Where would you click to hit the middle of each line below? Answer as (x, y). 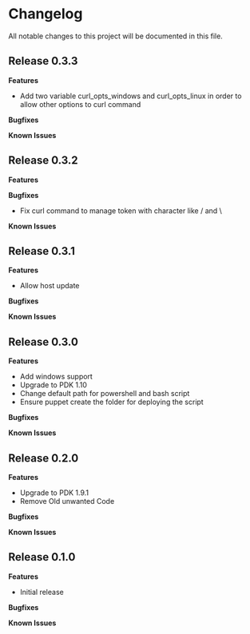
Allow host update (50, 286)
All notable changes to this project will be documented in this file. (116, 36)
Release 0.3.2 (43, 160)
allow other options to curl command (80, 104)
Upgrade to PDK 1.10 (54, 385)
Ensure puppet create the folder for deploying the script (111, 402)
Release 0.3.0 (43, 341)
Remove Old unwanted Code (67, 501)
